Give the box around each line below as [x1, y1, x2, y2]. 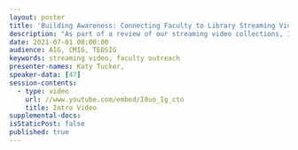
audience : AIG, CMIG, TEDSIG [9, 46, 117, 55]
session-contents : [9, 79, 77, 87]
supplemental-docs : [9, 111, 82, 120]
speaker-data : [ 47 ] [9, 71, 82, 79]
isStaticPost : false [9, 120, 86, 129]
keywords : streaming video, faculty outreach [9, 54, 180, 63]
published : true [9, 128, 69, 137]
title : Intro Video [25, 103, 98, 112]
